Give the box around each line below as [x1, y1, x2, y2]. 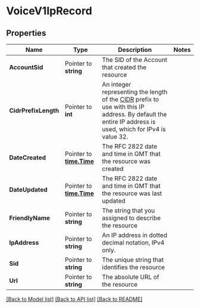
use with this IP [102, 103, 145, 111]
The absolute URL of [102, 273, 160, 281]
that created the [102, 63, 147, 71]
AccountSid [9, 63, 43, 71]
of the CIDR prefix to [102, 96, 160, 103]
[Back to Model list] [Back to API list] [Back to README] [6, 295, 143, 303]
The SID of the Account [102, 56, 168, 64]
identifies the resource [102, 263, 165, 271]
